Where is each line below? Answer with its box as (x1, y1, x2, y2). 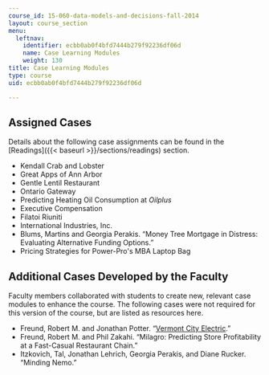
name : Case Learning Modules (22, 49, 120, 57)
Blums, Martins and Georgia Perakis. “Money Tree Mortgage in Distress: (19, 230, 259, 239)
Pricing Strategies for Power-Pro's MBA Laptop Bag (19, 247, 191, 256)
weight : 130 (22, 57, 63, 65)
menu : (8, 26, 26, 35)
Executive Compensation (19, 204, 103, 214)
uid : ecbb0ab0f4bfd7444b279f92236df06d (8, 79, 142, 87)
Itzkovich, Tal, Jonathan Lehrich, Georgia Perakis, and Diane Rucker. (19, 349, 247, 359)
